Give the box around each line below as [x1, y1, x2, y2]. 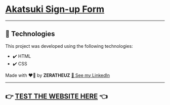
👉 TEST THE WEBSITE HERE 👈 [5, 92, 108, 101]
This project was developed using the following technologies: [5, 43, 133, 49]
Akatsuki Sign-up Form [5, 4, 105, 15]
